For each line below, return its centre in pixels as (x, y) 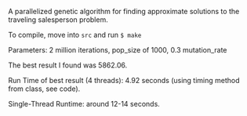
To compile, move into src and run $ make (75, 35)
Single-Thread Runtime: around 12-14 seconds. (84, 104)
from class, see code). (44, 89)
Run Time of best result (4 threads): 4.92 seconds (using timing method (124, 80)
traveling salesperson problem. (58, 20)
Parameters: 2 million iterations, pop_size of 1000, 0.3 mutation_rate (118, 50)
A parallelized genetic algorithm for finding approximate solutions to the (124, 11)
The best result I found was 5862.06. (68, 65)
